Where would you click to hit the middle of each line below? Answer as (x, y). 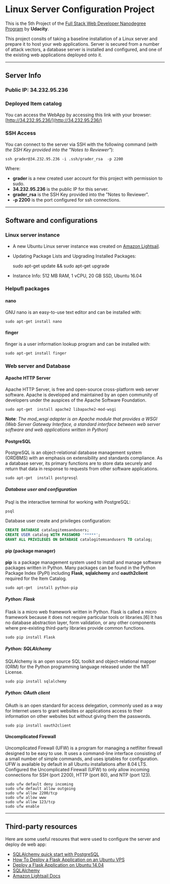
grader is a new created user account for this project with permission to (88, 178)
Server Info (23, 75)
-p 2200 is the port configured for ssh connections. (66, 200)
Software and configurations (51, 221)
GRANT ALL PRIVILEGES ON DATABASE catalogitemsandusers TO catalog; (79, 539)
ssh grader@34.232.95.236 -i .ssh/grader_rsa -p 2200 (64, 159)
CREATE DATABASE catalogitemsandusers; (47, 530)
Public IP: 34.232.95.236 (37, 90)
